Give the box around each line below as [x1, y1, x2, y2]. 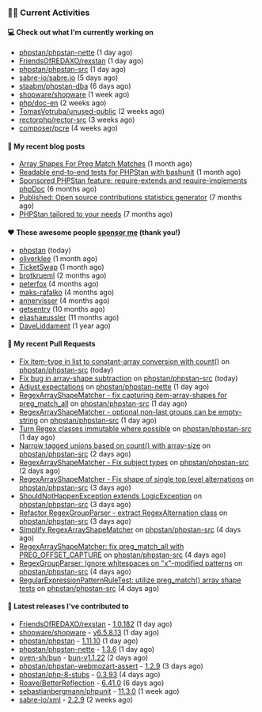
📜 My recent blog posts [7, 142, 85, 151]
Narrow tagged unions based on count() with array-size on [18, 441, 211, 450]
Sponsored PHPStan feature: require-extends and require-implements [18, 176, 248, 185]
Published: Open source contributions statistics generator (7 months [18, 193, 242, 203]
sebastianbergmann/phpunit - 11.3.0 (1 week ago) [18, 686, 180, 695]
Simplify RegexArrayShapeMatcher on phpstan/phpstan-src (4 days [18, 525, 241, 534]
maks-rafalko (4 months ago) [18, 287, 115, 297]
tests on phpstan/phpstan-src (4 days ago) [18, 583, 160, 593]
